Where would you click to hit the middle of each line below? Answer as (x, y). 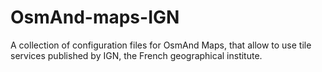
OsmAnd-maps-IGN (95, 17)
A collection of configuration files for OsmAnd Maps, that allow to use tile (161, 45)
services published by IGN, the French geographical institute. (136, 55)
